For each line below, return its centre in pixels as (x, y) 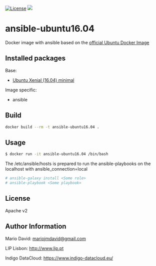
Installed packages (35, 58)
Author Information (36, 227)
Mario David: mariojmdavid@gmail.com (45, 238)
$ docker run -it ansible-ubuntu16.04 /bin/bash (57, 154)
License (18, 198)
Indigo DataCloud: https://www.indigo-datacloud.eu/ (59, 258)
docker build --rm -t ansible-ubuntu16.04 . (52, 127)
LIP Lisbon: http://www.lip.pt (34, 248)
